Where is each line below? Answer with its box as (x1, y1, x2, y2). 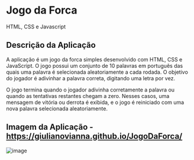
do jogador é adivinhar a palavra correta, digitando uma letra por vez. (6, 74, 176, 81)
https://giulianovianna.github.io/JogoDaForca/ (6, 131, 183, 142)
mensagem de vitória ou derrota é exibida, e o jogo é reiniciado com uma (6, 99, 185, 106)
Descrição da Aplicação (6, 40, 96, 50)
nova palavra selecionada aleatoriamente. (6, 105, 108, 112)
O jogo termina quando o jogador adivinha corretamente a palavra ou (6, 86, 175, 93)
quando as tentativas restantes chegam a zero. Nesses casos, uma (6, 92, 170, 99)
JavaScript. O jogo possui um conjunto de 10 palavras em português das (6, 62, 183, 69)
